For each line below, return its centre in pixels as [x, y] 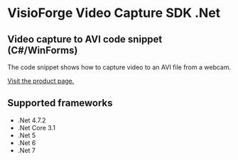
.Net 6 [27, 142]
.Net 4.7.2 [32, 120]
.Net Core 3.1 [36, 127]
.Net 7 [26, 150]
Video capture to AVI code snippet [85, 39]
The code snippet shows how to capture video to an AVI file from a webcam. [119, 67]
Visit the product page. [41, 81]
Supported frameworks [60, 103]
